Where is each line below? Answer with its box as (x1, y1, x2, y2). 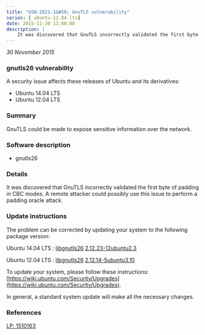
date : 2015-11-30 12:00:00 (6, 20, 75, 26)
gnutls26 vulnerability (6, 64, 74, 72)
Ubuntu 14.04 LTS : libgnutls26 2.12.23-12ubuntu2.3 (6, 244, 137, 252)
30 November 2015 (6, 48, 55, 56)
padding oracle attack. (6, 197, 63, 204)
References (6, 308, 42, 317)
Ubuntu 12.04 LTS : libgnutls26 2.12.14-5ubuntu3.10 (6, 256, 135, 263)
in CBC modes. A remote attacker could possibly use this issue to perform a (6, 190, 198, 198)
